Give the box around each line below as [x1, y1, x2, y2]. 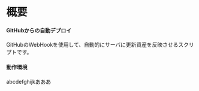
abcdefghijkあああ [6, 78, 52, 85]
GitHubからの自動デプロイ [6, 26, 72, 34]
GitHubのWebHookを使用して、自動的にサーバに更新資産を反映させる [6, 41, 179, 48]
